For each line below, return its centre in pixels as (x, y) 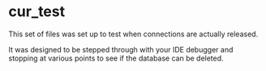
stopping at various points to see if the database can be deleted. (116, 58)
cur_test (37, 12)
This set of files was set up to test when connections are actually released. (133, 34)
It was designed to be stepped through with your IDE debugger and (121, 49)
